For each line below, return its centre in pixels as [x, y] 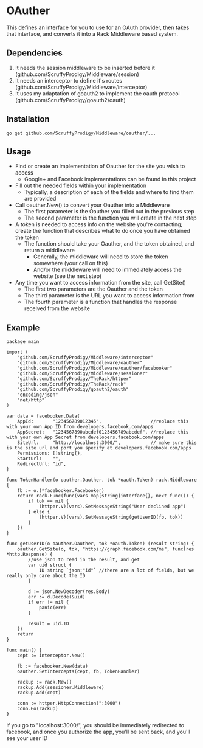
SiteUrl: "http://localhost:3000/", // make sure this [107, 443]
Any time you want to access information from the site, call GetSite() [101, 283]
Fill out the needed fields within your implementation [81, 185]
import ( [17, 352]
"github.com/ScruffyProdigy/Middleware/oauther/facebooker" [95, 369]
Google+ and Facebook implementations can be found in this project [110, 179]
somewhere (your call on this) [71, 263]
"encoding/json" [38, 395]
